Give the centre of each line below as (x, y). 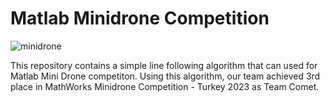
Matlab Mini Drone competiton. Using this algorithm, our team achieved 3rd (165, 76)
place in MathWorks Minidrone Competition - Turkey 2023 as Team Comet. (165, 86)
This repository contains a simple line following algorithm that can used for (164, 65)
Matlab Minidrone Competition (140, 18)
